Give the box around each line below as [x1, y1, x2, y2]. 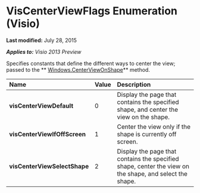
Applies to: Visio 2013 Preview [6, 48, 82, 55]
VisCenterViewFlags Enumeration [6, 4, 177, 18]
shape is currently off [117, 130, 177, 138]
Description [117, 80, 151, 88]
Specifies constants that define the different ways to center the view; [6, 60, 176, 67]
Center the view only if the [117, 122, 190, 131]
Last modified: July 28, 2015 [6, 36, 77, 44]
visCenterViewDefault [9, 102, 73, 110]
